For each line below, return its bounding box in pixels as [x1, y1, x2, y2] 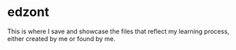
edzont [7, 4, 49, 20]
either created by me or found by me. [7, 34, 116, 42]
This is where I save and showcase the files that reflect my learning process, [7, 27, 230, 35]
